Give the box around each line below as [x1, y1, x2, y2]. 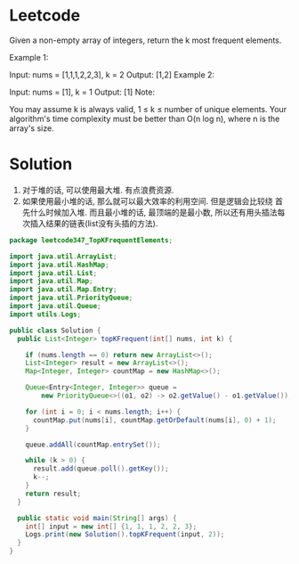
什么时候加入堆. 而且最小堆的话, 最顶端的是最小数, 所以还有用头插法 [29, 207, 278, 217]
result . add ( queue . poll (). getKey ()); [32, 464, 169, 473]
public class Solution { [9, 326, 101, 335]
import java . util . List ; [9, 268, 98, 277]
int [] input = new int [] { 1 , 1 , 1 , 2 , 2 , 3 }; [25, 522, 198, 531]
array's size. [9, 122, 55, 134]
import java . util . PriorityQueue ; [9, 293, 133, 303]
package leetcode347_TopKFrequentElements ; [9, 235, 174, 245]
